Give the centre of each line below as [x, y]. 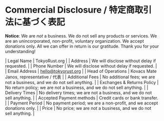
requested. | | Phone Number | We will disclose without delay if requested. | [81, 66]
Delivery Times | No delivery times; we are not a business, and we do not [79, 92]
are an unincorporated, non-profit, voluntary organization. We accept [74, 41]
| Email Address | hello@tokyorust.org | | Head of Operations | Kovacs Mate [81, 71]
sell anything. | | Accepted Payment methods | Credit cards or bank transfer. [82, 98]
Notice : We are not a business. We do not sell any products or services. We [81, 36]
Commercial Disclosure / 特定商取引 [79, 10]
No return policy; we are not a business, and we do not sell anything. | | [77, 87]
